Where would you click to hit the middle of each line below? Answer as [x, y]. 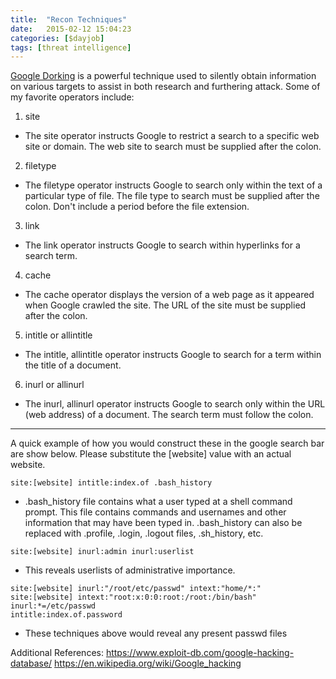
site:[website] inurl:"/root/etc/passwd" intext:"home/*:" [136, 589]
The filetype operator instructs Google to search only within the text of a [173, 185]
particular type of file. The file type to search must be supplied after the [172, 196]
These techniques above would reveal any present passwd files [156, 633]
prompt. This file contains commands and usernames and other [155, 512]
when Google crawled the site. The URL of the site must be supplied [165, 305]
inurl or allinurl [54, 385]
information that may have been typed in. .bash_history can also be [163, 523]
